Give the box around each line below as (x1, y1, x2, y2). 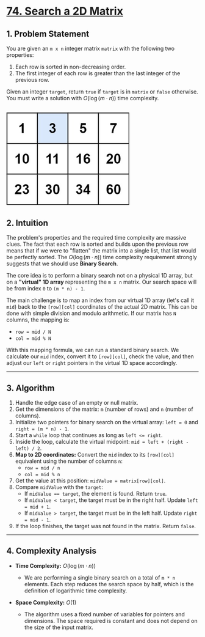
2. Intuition (6, 218, 49, 228)
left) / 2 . (15, 444, 42, 452)
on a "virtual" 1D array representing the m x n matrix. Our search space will (6, 278, 197, 285)
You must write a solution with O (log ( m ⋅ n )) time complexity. (6, 95, 159, 101)
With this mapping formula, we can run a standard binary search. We (6, 347, 179, 354)
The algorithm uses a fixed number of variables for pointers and (24, 610, 185, 618)
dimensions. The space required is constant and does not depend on (24, 617, 198, 624)
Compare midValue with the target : (15, 484, 104, 491)
